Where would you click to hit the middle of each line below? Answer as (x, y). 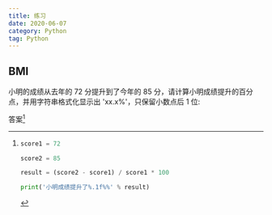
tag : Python (28, 38)
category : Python (38, 31)
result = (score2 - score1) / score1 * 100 (95, 173)
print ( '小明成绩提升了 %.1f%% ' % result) (85, 188)
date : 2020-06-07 (38, 23)
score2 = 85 (40, 158)
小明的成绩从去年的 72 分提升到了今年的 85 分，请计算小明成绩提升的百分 (131, 92)
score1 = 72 (40, 143)
